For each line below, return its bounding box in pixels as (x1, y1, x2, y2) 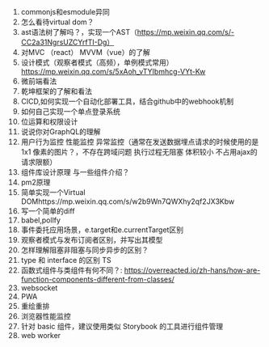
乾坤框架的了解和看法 (20, 87, 92, 95)
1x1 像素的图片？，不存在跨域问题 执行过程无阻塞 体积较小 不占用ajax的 (20, 147, 258, 156)
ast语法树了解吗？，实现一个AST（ (20, 28, 138, 36)
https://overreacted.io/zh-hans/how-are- (124, 265, 261, 275)
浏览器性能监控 (20, 311, 71, 321)
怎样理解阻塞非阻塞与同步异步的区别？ (20, 245, 149, 255)
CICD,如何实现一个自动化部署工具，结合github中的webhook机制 (20, 96, 233, 106)
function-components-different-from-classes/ (20, 274, 174, 284)
